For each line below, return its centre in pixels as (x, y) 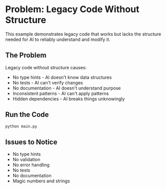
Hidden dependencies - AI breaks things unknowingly (69, 99)
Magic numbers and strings (41, 181)
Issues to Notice (31, 142)
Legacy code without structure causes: (46, 67)
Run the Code (27, 115)
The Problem (26, 55)
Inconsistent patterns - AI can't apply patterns (60, 93)
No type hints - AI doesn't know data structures (62, 77)
